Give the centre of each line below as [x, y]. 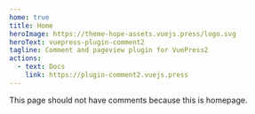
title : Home [31, 26]
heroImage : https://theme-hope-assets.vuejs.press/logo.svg [123, 34]
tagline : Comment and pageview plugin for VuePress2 [109, 50]
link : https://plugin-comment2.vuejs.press [107, 75]
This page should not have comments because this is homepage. [128, 100]
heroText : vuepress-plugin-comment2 [77, 42]
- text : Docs [41, 67]
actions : [25, 58]
